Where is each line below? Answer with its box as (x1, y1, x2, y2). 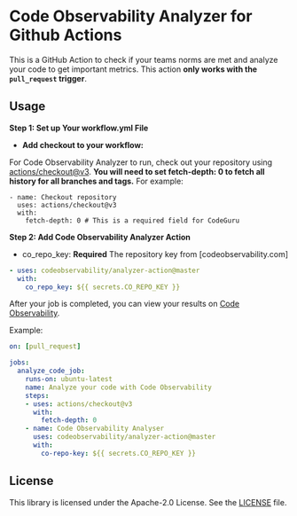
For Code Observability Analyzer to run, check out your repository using (9, 157, 273, 168)
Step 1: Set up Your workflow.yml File (9, 122, 149, 133)
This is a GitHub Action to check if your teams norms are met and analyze (9, 54, 278, 65)
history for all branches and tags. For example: (9, 176, 184, 186)
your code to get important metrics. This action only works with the (9, 64, 258, 74)
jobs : (9, 358, 29, 367)
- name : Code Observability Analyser (25, 424, 165, 434)
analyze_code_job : (17, 366, 86, 376)
